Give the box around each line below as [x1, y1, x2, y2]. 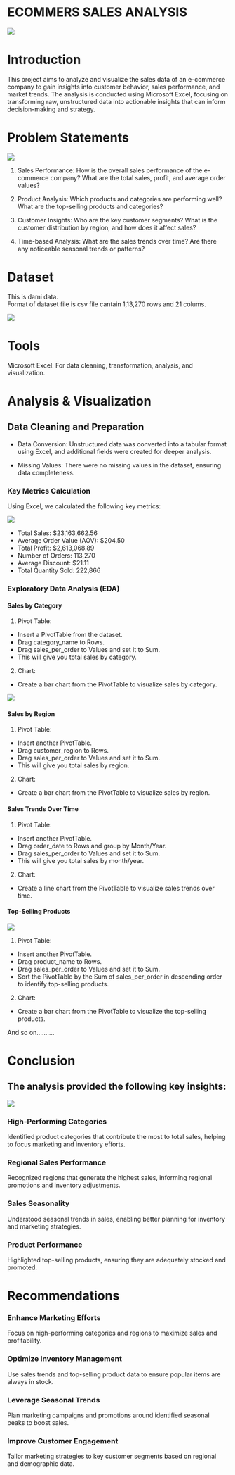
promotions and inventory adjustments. [7, 1181, 121, 1190]
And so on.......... [7, 1028, 55, 1036]
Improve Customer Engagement [7, 1436, 119, 1445]
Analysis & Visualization [7, 393, 152, 409]
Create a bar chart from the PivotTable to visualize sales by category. [17, 680, 217, 689]
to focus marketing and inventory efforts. [7, 1140, 126, 1148]
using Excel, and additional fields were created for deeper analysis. [17, 447, 212, 456]
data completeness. [17, 468, 75, 477]
